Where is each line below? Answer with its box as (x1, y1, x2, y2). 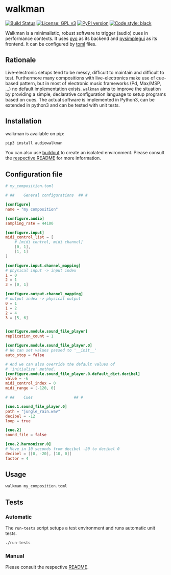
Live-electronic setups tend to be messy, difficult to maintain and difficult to (5, 69, 164, 75)
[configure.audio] (5, 216, 44, 221)
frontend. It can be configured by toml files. (5, 40, 97, 47)
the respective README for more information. (5, 155, 101, 161)
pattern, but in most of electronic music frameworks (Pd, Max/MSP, (19, 80, 162, 86)
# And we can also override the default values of (5, 362, 115, 367)
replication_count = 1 (5, 334, 54, 339)
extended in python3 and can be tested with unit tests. (5, 102, 120, 108)
